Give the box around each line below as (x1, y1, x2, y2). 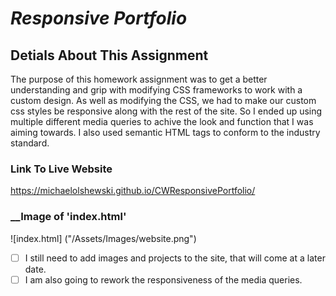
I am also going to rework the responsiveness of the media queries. (24, 273, 303, 286)
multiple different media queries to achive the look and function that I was (10, 116, 314, 127)
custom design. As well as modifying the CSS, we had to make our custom (10, 95, 317, 106)
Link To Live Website (10, 162, 113, 176)
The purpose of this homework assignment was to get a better (10, 73, 268, 85)
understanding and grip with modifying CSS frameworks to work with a (10, 84, 303, 96)
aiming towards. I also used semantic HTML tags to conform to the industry (10, 127, 321, 138)
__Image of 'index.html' (10, 210, 127, 224)
